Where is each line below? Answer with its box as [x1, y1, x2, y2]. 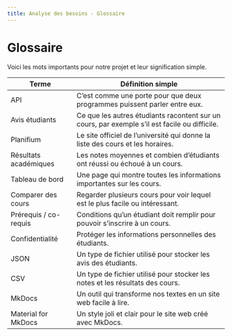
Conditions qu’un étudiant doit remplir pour [76, 210, 216, 219]
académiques [10, 159, 55, 168]
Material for [10, 308, 48, 318]
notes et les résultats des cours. [76, 277, 180, 287]
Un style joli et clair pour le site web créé [76, 308, 209, 318]
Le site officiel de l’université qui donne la [76, 130, 211, 140]
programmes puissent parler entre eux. [76, 99, 204, 109]
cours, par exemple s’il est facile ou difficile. [76, 119, 219, 128]
